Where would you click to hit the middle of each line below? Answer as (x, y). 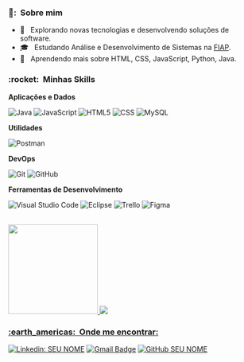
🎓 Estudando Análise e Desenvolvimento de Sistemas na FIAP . (125, 48)
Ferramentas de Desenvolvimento (66, 189)
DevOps (22, 158)
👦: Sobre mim (36, 13)
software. (35, 38)
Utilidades (25, 127)
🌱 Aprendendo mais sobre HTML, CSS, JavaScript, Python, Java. (128, 59)
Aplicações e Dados (42, 97)
